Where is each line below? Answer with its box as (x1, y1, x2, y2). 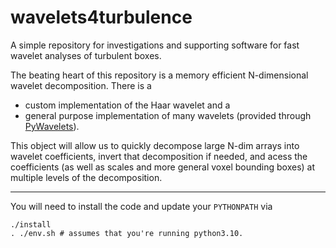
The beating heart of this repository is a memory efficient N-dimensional (10, 69, 309, 81)
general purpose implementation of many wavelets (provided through (24, 109, 312, 121)
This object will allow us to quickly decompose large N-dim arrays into (10, 139, 300, 151)
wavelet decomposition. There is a (10, 79, 152, 91)
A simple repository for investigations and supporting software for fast (10, 39, 300, 51)
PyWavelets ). (24, 120, 80, 132)
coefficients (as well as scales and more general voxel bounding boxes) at (10, 161, 316, 173)
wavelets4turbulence (10, 6, 193, 29)
